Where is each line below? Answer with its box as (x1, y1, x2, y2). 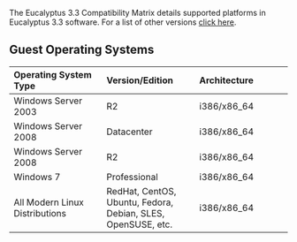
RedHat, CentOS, (106, 185, 177, 197)
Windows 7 (13, 170, 61, 183)
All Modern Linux (13, 196, 84, 208)
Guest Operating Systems (9, 42, 155, 57)
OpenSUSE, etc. (106, 218, 173, 231)
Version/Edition (106, 74, 174, 87)
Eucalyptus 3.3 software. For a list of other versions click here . (9, 17, 237, 27)
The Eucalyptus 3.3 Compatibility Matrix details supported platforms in (9, 8, 267, 18)
